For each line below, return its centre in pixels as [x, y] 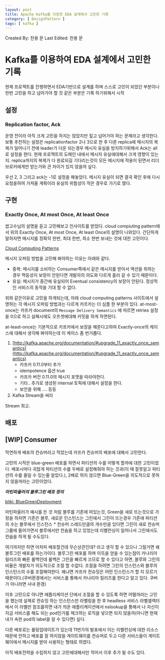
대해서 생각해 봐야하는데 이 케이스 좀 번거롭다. [58, 333]
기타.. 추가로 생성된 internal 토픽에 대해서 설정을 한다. [71, 383]
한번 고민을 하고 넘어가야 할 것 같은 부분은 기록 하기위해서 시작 [65, 93]
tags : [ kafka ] [22, 23]
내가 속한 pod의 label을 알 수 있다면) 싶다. [46, 619]
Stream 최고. [18, 405]
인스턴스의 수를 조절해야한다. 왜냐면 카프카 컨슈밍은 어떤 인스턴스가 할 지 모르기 [81, 571]
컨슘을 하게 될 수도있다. [28, 536]
